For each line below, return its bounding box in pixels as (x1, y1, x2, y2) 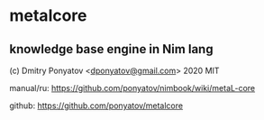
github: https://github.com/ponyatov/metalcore (9, 100, 183, 111)
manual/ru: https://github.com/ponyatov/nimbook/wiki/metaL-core (9, 83, 255, 93)
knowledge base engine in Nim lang (9, 42, 214, 57)
